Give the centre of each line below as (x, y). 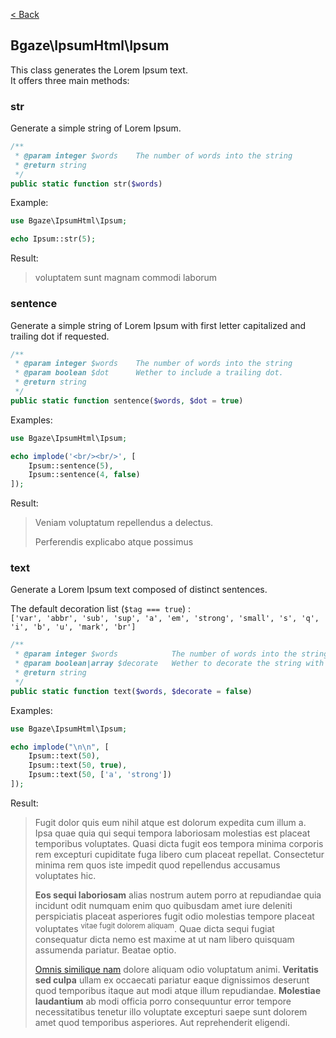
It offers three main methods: (70, 80)
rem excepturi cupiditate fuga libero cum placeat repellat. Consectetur (179, 854)
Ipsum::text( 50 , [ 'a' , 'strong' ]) (100, 775)
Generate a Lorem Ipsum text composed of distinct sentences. (139, 590)
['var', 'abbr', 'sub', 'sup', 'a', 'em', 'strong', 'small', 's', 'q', (165, 619)
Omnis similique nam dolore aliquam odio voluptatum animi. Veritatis (176, 969)
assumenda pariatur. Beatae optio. (105, 950)
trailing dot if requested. (60, 336)
